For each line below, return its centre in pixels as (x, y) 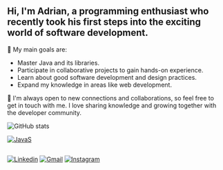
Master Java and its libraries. (58, 63)
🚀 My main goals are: (37, 49)
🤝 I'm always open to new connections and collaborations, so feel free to (110, 98)
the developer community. (44, 112)
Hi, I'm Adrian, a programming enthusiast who (108, 11)
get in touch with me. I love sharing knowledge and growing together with (112, 105)
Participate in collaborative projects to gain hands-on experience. (110, 70)
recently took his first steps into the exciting (104, 22)
